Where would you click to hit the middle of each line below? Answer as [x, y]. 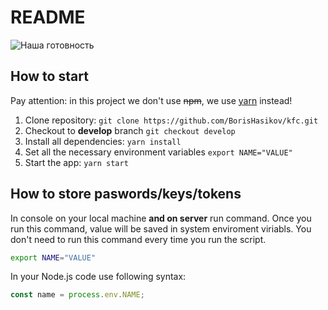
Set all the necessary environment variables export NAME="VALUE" [158, 152]
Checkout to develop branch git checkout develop [130, 130]
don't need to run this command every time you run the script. [138, 239]
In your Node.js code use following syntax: [98, 277]
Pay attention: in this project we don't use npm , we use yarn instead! [151, 100]
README [48, 17]
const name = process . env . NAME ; [77, 295]
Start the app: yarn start [76, 162]
